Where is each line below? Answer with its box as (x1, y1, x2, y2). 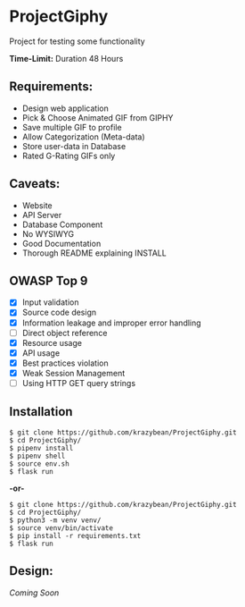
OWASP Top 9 (9, 273, 88, 288)
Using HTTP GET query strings (21, 377, 136, 388)
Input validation (21, 297, 79, 308)
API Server (21, 209, 62, 220)
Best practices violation (21, 358, 109, 368)
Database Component (21, 219, 103, 230)
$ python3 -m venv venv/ (9, 516, 102, 525)
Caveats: (9, 176, 61, 191)
